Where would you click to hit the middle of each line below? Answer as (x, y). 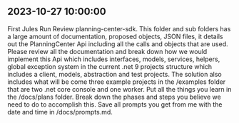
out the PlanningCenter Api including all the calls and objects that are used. (118, 44)
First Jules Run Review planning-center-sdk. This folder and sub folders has (119, 28)
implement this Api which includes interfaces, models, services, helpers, (114, 59)
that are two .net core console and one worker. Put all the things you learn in (119, 89)
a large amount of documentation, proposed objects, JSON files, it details (115, 36)
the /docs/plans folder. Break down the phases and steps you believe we (114, 97)
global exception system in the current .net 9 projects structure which (110, 66)
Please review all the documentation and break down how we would (107, 51)
